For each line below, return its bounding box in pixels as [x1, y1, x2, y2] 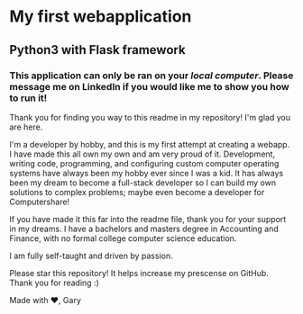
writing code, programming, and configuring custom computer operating [9, 157, 280, 168]
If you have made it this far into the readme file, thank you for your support [9, 213, 287, 224]
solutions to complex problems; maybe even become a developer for [9, 186, 265, 197]
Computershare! [9, 196, 70, 207]
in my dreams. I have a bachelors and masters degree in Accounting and [9, 223, 280, 234]
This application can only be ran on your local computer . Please [9, 69, 294, 82]
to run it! [9, 92, 48, 104]
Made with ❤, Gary [9, 294, 81, 305]
